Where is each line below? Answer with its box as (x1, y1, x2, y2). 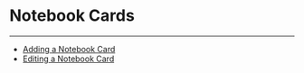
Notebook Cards (9, 5, 136, 26)
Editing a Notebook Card (22, 53, 115, 64)
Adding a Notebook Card (22, 43, 116, 54)
